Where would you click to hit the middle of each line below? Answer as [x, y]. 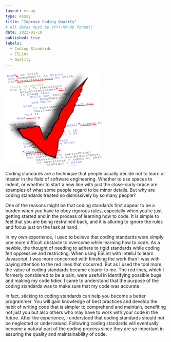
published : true [23, 38]
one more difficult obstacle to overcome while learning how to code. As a [83, 243]
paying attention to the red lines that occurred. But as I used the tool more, [84, 265]
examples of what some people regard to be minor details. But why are [80, 190]
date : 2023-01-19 [24, 33]
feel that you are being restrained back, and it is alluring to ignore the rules [84, 222]
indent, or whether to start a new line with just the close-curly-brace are [81, 185]
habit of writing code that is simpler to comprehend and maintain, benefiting [86, 307]
